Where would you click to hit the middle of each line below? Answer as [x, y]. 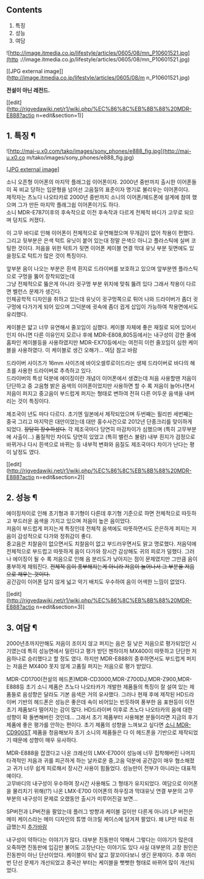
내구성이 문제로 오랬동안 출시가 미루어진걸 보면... [80, 799]
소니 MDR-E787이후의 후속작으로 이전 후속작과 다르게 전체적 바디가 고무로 [95, 212]
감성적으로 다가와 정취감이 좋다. [55, 536]
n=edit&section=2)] [60, 477]
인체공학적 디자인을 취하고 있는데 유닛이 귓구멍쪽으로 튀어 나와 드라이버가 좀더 [99, 299]
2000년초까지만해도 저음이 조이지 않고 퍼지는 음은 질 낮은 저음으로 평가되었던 [98, 643]
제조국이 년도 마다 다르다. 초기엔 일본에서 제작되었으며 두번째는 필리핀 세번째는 [100, 414]
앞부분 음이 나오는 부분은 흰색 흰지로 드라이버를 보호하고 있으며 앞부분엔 [92, 268]
